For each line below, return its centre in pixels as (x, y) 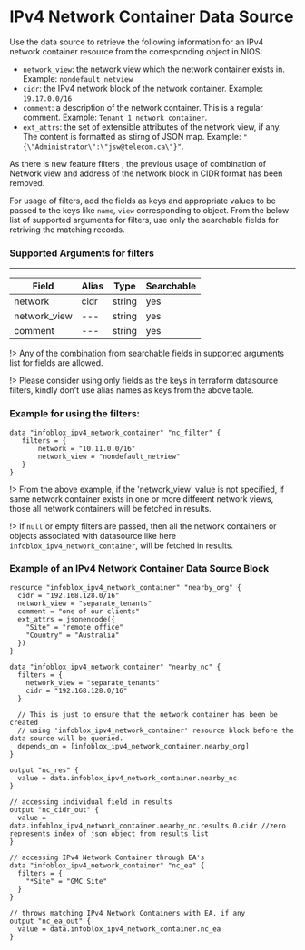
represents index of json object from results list (109, 833)
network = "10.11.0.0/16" (87, 448)
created (24, 722)
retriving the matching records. (67, 230)
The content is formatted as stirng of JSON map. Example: (132, 136)
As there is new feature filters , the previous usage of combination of (138, 163)
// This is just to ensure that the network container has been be (148, 714)
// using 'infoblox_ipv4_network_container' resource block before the (156, 730)
